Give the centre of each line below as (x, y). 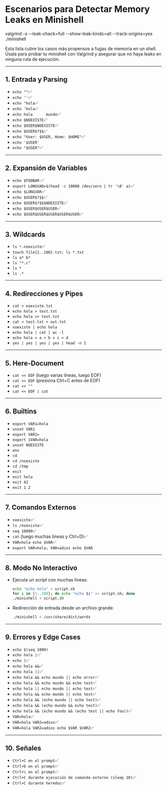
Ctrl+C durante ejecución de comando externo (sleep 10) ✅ (74, 777)
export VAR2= (26, 434)
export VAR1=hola (30, 424)
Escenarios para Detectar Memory (78, 9)
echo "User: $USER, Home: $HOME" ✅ (49, 136)
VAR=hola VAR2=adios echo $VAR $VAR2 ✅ (53, 728)
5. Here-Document (35, 363)
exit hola (23, 477)
